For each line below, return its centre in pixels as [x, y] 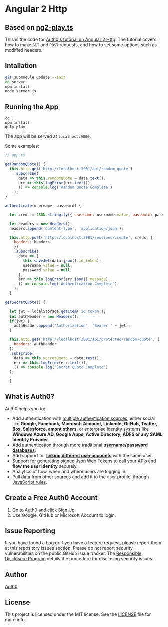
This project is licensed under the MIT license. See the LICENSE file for [78, 614]
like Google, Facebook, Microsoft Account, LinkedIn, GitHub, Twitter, [85, 423]
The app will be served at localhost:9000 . [48, 136]
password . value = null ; [48, 270]
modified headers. [24, 50]
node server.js [21, 91]
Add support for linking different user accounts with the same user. [83, 455]
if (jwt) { [20, 321]
